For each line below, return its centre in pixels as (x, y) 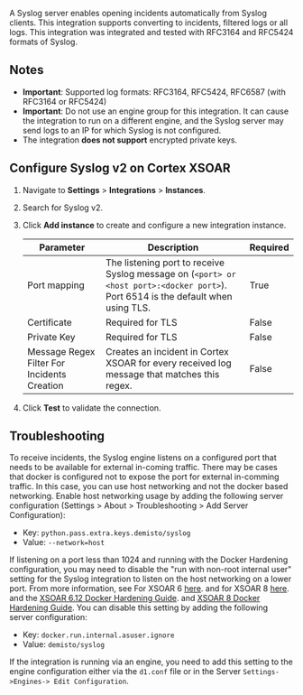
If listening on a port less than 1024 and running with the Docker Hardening (149, 560)
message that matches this (162, 374)
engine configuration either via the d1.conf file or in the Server (125, 672)
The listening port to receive (165, 263)
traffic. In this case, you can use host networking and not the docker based (149, 486)
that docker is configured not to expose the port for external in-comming (144, 477)
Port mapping (56, 285)
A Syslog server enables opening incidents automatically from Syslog (138, 13)
